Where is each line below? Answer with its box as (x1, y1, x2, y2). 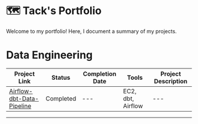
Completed (45, 94, 77, 103)
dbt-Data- (9, 94, 39, 103)
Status (51, 73, 71, 81)
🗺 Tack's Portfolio (6, 4, 102, 18)
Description (154, 77, 187, 85)
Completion (82, 70, 117, 78)
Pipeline (9, 102, 31, 110)
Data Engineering (6, 48, 93, 62)
